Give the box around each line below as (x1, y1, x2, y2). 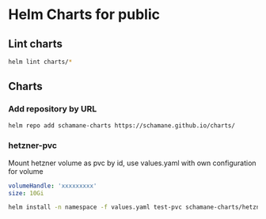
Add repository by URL (8, 104, 97, 115)
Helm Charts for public (8, 6, 161, 24)
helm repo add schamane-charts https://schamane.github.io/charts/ (8, 121, 236, 130)
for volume (8, 166, 44, 176)
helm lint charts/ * (8, 58, 73, 66)
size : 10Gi (8, 189, 44, 197)
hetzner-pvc (8, 140, 58, 151)
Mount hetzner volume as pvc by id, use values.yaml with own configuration (8, 158, 256, 168)
